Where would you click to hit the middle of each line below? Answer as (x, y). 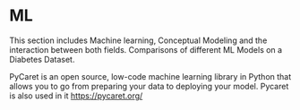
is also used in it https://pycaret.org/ (76, 96)
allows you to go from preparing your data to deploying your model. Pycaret (149, 86)
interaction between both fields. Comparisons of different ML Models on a (146, 49)
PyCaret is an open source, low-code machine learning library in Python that (150, 76)
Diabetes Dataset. (42, 59)
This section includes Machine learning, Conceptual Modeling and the (138, 40)
